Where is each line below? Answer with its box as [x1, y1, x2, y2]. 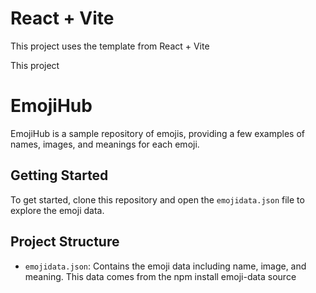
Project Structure [10, 233, 120, 251]
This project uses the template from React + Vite [10, 40, 210, 52]
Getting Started [10, 167, 109, 184]
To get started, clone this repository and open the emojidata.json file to [10, 193, 305, 206]
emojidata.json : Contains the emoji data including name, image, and [24, 260, 307, 272]
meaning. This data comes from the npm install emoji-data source [24, 270, 297, 282]
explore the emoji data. [10, 204, 105, 216]
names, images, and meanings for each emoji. [10, 138, 200, 150]
